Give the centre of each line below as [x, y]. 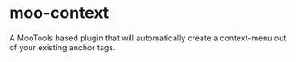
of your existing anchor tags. [63, 47]
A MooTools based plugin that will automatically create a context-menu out [148, 38]
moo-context [59, 13]
